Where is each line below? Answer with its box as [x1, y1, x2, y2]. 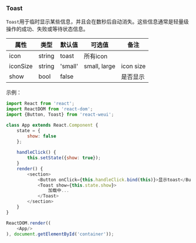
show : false [27, 133, 57, 139]
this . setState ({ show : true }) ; [27, 155, 101, 161]
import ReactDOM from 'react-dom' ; [6, 106, 93, 112]
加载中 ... [48, 188, 69, 194]
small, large [83, 62, 116, 70]
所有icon [83, 52, 108, 60]
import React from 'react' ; [6, 101, 75, 107]
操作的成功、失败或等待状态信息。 [6, 25, 89, 33]
